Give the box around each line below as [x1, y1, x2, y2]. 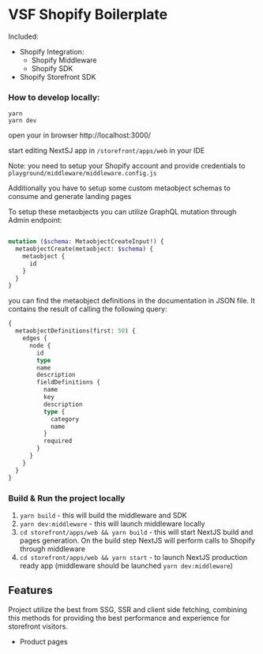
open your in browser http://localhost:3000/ [8, 130, 152, 140]
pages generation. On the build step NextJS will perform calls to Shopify [19, 536, 255, 545]
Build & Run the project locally [8, 492, 126, 503]
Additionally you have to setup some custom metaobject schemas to [8, 183, 231, 193]
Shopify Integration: [19, 47, 85, 56]
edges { [22, 334, 47, 343]
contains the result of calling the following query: [8, 304, 167, 314]
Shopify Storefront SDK [19, 72, 96, 81]
